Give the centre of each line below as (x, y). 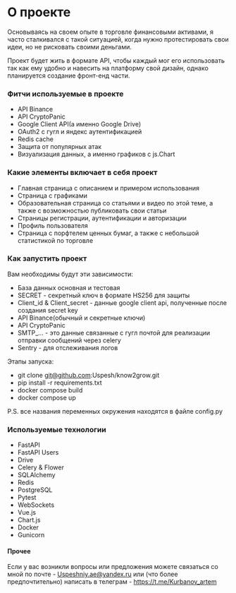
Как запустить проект (47, 258)
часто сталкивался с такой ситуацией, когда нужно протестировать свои (118, 39)
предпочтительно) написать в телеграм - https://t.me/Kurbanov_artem (112, 582)
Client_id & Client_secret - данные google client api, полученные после (122, 303)
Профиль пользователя (52, 225)
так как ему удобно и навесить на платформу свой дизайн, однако (108, 68)
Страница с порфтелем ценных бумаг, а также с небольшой (108, 233)
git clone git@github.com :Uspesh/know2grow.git (88, 375)
